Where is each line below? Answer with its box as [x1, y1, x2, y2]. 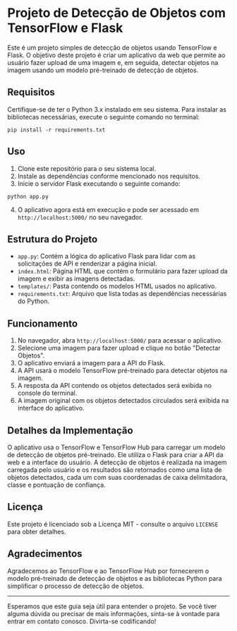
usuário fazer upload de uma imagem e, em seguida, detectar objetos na [7, 58, 219, 66]
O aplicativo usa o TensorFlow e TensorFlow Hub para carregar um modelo [7, 443, 226, 452]
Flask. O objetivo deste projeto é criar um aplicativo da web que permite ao [7, 51, 226, 59]
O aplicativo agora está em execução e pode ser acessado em [17, 205, 200, 213]
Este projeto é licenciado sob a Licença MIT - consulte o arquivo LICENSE [7, 519, 219, 528]
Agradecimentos [7, 548, 83, 560]
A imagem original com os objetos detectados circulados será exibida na [17, 396, 229, 405]
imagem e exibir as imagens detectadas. [17, 274, 135, 283]
